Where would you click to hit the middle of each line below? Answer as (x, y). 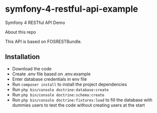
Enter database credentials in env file (49, 79)
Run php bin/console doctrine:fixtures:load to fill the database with (82, 100)
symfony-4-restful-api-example (71, 9)
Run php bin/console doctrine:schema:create (58, 94)
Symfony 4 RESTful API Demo (35, 23)
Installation (22, 57)
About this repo (21, 32)
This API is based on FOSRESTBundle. (43, 41)
